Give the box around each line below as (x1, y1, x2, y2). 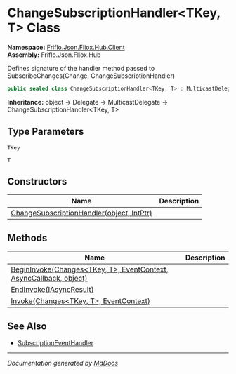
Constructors (7, 175, 67, 187)
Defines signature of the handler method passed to (7, 64, 155, 72)
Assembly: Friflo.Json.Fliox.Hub (7, 51, 101, 59)
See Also (7, 320, 47, 332)
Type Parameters (7, 126, 84, 138)
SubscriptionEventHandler (17, 339, 93, 347)
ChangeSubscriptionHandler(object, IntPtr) (11, 208, 152, 218)
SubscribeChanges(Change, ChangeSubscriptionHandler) (7, 72, 176, 80)
